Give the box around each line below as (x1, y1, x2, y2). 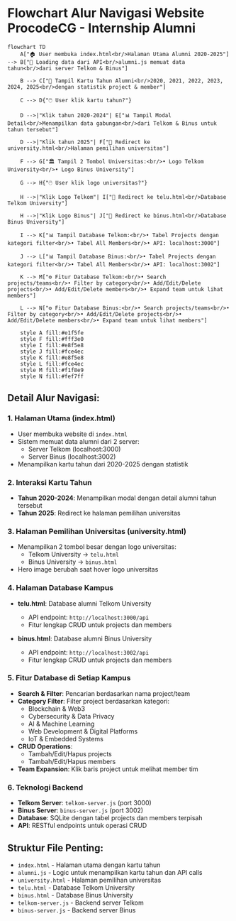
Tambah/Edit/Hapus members (28, 757, 116, 765)
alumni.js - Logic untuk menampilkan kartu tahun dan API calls (17, 868, 203, 876)
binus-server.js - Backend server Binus (17, 905, 136, 914)
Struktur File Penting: (7, 841, 104, 854)
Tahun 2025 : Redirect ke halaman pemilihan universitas (17, 508, 181, 517)
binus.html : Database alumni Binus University (17, 634, 152, 643)
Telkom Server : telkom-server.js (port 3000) (17, 799, 152, 807)
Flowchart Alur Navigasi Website (7, 5, 205, 21)
